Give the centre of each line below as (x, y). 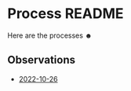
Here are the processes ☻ (50, 35)
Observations (42, 60)
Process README (65, 14)
